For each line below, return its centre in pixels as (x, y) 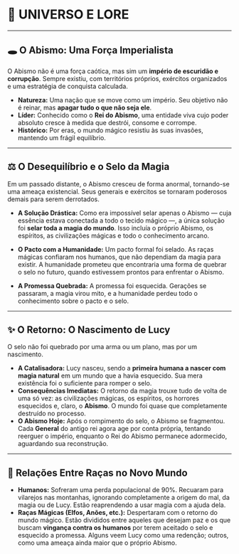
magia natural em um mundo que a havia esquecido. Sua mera (110, 375)
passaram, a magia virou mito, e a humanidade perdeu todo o (107, 293)
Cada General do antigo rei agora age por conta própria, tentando (114, 429)
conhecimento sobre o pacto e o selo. (73, 301)
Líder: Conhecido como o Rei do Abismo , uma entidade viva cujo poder (123, 115)
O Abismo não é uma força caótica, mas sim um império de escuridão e (113, 71)
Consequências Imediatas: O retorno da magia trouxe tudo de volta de (122, 391)
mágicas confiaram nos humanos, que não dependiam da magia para (119, 257)
